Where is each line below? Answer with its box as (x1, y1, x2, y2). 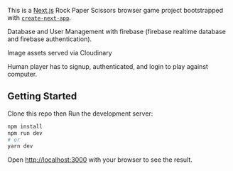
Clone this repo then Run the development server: (7, 109, 153, 118)
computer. (7, 70, 38, 78)
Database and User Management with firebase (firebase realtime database (7, 28, 226, 35)
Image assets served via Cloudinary (7, 49, 112, 57)
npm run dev (7, 129, 43, 137)
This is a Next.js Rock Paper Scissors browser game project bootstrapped (7, 6, 224, 14)
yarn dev (7, 143, 33, 150)
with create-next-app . (7, 13, 72, 22)
